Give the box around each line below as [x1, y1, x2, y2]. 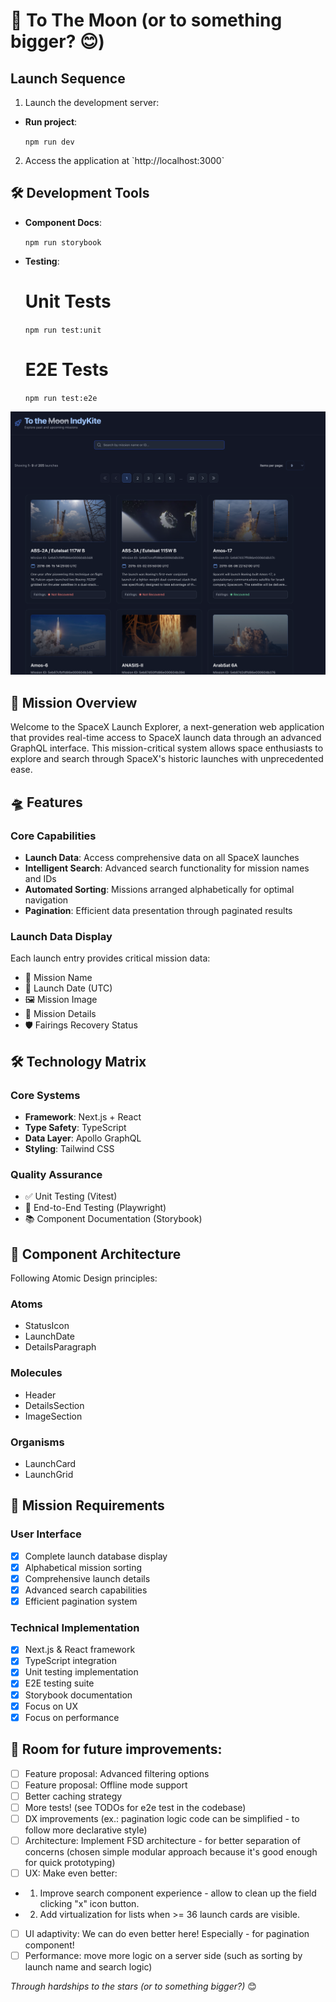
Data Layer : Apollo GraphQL [24, 1132, 142, 1144]
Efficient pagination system [24, 1595, 138, 1607]
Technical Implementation [10, 1620, 140, 1634]
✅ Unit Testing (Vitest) [24, 1190, 118, 1203]
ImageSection [24, 1410, 83, 1422]
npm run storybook [24, 237, 102, 248]
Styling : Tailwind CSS [24, 1142, 115, 1154]
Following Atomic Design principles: [10, 1272, 158, 1284]
